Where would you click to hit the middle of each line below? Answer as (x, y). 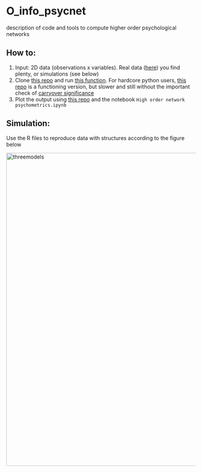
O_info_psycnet (46, 11)
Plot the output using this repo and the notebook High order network (100, 99)
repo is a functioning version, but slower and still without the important (103, 86)
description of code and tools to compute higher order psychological (91, 28)
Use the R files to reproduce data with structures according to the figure (96, 138)
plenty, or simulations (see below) (57, 74)
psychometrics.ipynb (41, 105)
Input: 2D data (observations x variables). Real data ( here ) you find (97, 67)
